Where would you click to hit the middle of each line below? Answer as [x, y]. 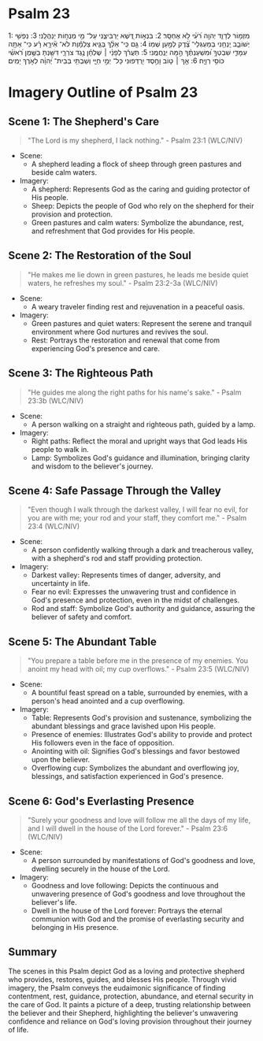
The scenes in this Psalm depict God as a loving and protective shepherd [127, 971]
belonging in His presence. [75, 927]
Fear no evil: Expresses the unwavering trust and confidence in [133, 592]
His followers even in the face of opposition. [103, 743]
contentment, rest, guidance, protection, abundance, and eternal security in [131, 996]
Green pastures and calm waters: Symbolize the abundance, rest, [137, 222]
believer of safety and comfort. [81, 617]
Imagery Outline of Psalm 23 [103, 93]
